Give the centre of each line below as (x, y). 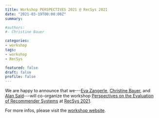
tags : (10, 50)
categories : (17, 41)
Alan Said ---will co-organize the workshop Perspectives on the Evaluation (79, 96)
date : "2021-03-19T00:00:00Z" (36, 14)
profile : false (20, 77)
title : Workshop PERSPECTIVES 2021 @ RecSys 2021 (56, 10)
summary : (14, 19)
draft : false (18, 72)
